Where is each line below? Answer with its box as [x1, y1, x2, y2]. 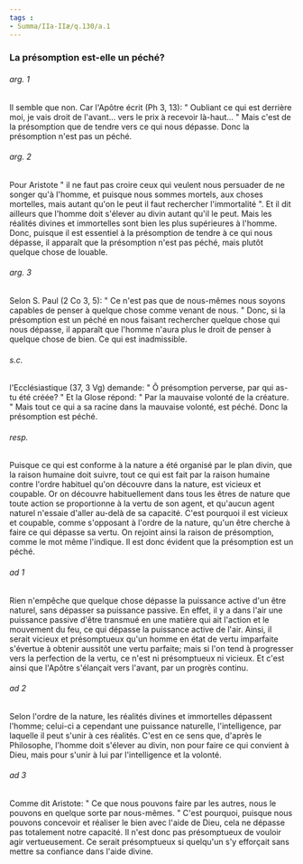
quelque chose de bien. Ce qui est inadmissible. [9, 333, 188, 344]
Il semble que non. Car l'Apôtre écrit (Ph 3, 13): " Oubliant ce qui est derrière [9, 101, 292, 113]
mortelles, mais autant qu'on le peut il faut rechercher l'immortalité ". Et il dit [9, 198, 291, 209]
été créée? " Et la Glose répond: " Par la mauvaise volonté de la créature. [18, 392, 289, 403]
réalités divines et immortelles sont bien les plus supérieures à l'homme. [9, 218, 278, 229]
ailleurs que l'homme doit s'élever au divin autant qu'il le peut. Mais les [9, 208, 272, 219]
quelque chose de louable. [9, 246, 108, 258]
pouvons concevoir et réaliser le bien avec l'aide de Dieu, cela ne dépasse [9, 817, 286, 828]
